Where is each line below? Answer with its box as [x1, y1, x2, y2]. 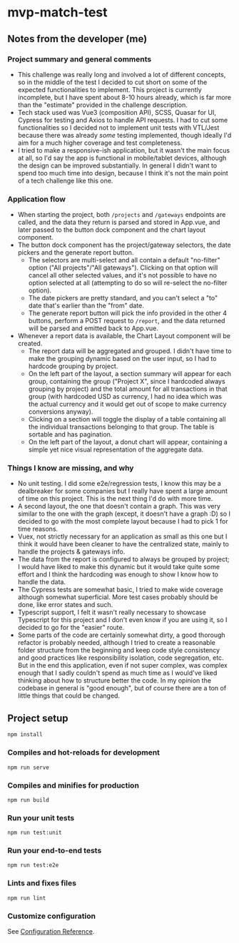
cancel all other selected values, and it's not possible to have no [28, 271, 218, 280]
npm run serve [7, 764, 50, 771]
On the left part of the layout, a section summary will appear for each [28, 369, 232, 378]
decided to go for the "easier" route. [17, 623, 125, 632]
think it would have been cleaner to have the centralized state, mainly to [17, 540, 230, 549]
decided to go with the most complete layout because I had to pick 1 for [17, 517, 228, 526]
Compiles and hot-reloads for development [7, 748, 161, 758]
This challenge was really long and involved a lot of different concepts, [17, 70, 226, 78]
